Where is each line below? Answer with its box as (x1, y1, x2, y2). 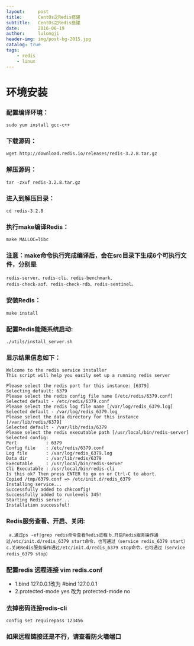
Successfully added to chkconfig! (6, 487, 92, 493)
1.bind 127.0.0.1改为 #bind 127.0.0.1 (14, 580, 98, 587)
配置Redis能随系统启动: (6, 325, 73, 333)
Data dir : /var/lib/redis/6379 (6, 456, 102, 462)
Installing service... (6, 481, 62, 488)
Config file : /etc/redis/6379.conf (6, 445, 105, 451)
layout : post (6, 8, 49, 15)
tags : (6, 47, 20, 53)
